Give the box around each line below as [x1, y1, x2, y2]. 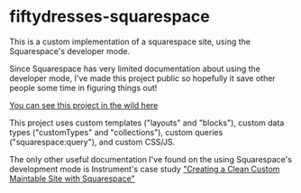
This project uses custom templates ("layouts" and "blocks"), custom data [9, 117, 285, 128]
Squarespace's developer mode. [9, 45, 131, 56]
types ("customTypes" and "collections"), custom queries [9, 126, 223, 137]
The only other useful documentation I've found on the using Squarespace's [9, 153, 293, 164]
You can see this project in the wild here [9, 99, 159, 110]
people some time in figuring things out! [9, 82, 158, 93]
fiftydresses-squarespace [9, 6, 210, 27]
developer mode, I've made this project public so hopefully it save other [9, 72, 277, 83]
